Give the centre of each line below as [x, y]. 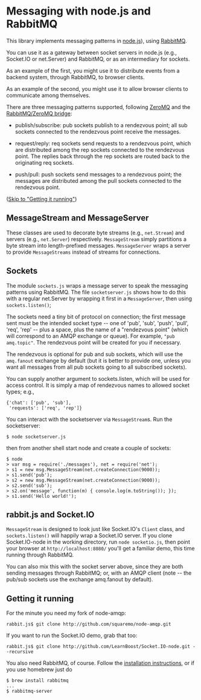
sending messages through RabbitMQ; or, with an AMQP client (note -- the [99, 573]
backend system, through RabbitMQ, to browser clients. [75, 77]
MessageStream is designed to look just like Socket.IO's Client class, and [96, 529]
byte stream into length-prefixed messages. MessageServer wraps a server [98, 245]
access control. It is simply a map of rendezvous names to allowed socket [98, 385]
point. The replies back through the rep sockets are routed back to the [102, 156]
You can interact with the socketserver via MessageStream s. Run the [89, 419]
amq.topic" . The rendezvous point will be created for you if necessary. [94, 342]
